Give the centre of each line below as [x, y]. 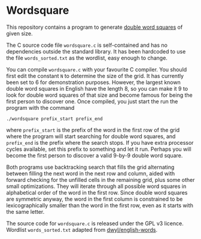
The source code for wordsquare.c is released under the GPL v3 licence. [95, 223]
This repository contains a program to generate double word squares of [95, 27]
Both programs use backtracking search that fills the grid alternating [90, 167]
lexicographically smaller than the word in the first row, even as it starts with [100, 205]
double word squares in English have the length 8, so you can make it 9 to [97, 88]
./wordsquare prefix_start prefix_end [54, 119]
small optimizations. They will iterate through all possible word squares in [96, 186]
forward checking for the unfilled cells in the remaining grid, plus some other [100, 180]
